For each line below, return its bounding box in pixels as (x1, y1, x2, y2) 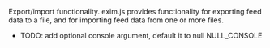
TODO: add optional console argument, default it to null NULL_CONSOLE (19, 31, 263, 40)
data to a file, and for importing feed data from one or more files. (8, 15, 225, 25)
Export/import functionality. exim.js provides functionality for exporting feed (8, 7, 262, 16)
